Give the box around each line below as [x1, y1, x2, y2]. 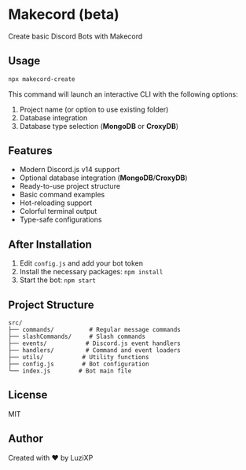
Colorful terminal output [19, 207, 97, 216]
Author [8, 432, 43, 446]
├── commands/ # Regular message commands [8, 326, 181, 334]
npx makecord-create [8, 75, 76, 83]
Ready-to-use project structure [19, 182, 120, 191]
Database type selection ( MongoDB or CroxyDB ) [19, 121, 179, 130]
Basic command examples [19, 190, 105, 200]
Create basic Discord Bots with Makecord [8, 31, 143, 41]
